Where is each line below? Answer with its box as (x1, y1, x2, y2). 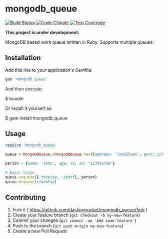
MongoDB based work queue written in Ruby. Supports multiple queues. (5, 39, 154, 45)
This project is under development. (5, 29, 80, 35)
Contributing (5, 193, 46, 202)
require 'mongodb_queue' (5, 143, 57, 148)
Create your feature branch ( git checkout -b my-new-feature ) (12, 212, 140, 218)
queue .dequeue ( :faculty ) (5, 179, 57, 184)
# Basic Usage (5, 170, 35, 175)
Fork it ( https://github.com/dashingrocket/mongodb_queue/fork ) (12, 206, 148, 212)
